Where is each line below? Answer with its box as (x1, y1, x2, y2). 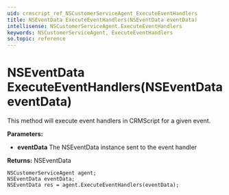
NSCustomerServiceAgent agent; (7, 170, 97, 177)
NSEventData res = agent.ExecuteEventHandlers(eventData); (7, 182, 180, 189)
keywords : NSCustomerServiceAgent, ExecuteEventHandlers (7, 29, 173, 36)
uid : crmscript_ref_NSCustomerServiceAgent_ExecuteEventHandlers (7, 10, 197, 17)
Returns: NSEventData (7, 157, 72, 165)
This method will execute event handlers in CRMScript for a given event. (7, 117, 211, 125)
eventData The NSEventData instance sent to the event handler (16, 143, 197, 151)
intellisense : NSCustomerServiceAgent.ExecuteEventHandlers (7, 23, 183, 29)
